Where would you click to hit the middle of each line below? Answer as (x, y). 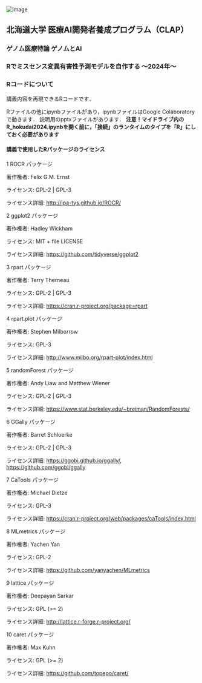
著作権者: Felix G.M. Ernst (38, 177)
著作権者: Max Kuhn (31, 647)
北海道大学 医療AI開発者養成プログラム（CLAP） (97, 30)
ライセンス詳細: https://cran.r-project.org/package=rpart (77, 306)
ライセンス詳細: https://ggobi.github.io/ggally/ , (64, 460)
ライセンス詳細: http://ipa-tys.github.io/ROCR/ (64, 203)
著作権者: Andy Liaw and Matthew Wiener (58, 383)
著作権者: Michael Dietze (37, 493)
